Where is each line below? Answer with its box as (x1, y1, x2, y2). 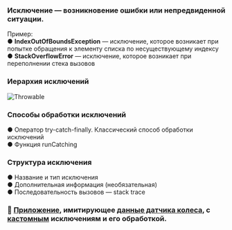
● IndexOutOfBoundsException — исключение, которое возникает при (7, 37, 219, 46)
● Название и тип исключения (7, 173, 98, 182)
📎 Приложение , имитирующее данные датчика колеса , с (7, 205, 211, 215)
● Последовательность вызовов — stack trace (7, 188, 145, 196)
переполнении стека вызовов (7, 60, 96, 68)
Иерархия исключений (7, 77, 89, 87)
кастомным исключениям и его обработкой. (7, 214, 168, 224)
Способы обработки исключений (7, 109, 127, 119)
